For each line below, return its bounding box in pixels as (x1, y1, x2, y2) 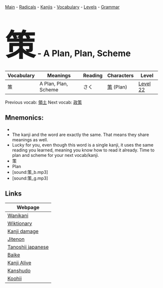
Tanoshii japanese (7, 243, 49, 250)
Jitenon (7, 236, 25, 243)
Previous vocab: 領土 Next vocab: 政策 (5, 99, 82, 105)
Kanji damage (7, 227, 39, 234)
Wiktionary (7, 220, 33, 227)
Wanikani (7, 212, 29, 219)
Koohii (7, 275, 22, 282)
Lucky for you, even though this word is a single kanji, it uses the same (12, 142, 154, 148)
